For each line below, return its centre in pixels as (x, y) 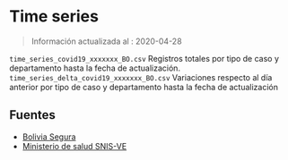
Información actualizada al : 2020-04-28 (106, 41)
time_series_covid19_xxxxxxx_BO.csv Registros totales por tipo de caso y (144, 58)
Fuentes (33, 115)
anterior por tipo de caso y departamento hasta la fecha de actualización (144, 87)
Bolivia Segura (49, 137)
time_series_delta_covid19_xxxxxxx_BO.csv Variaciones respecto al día (141, 77)
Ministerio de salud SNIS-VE (74, 146)
